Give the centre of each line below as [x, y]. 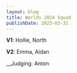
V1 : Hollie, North [26, 40]
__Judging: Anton [28, 63]
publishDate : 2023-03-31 [37, 23]
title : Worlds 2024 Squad [38, 17]
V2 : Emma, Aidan [28, 52]
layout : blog [23, 12]
